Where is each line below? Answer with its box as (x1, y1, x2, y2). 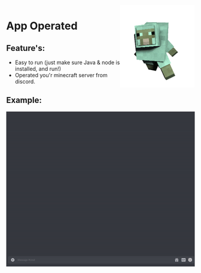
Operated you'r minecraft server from (14, 72, 108, 78)
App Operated (6, 19, 78, 33)
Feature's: (6, 43, 45, 53)
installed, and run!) (14, 65, 62, 72)
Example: (6, 95, 42, 105)
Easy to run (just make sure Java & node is (14, 59, 120, 66)
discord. (14, 78, 36, 85)
